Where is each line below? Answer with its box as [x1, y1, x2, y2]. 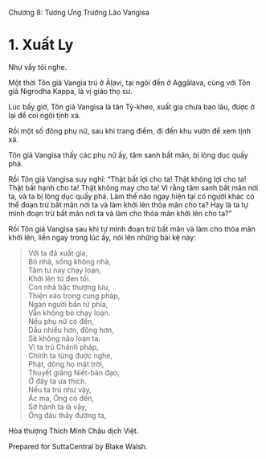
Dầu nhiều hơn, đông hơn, [27, 325, 114, 334]
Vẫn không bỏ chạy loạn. [27, 308, 111, 318]
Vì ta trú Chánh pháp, [27, 342, 99, 351]
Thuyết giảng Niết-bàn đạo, [27, 367, 120, 377]
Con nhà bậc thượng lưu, [27, 282, 111, 292]
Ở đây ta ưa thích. [27, 376, 87, 386]
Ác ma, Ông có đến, [27, 393, 95, 403]
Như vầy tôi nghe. [8, 62, 68, 72]
